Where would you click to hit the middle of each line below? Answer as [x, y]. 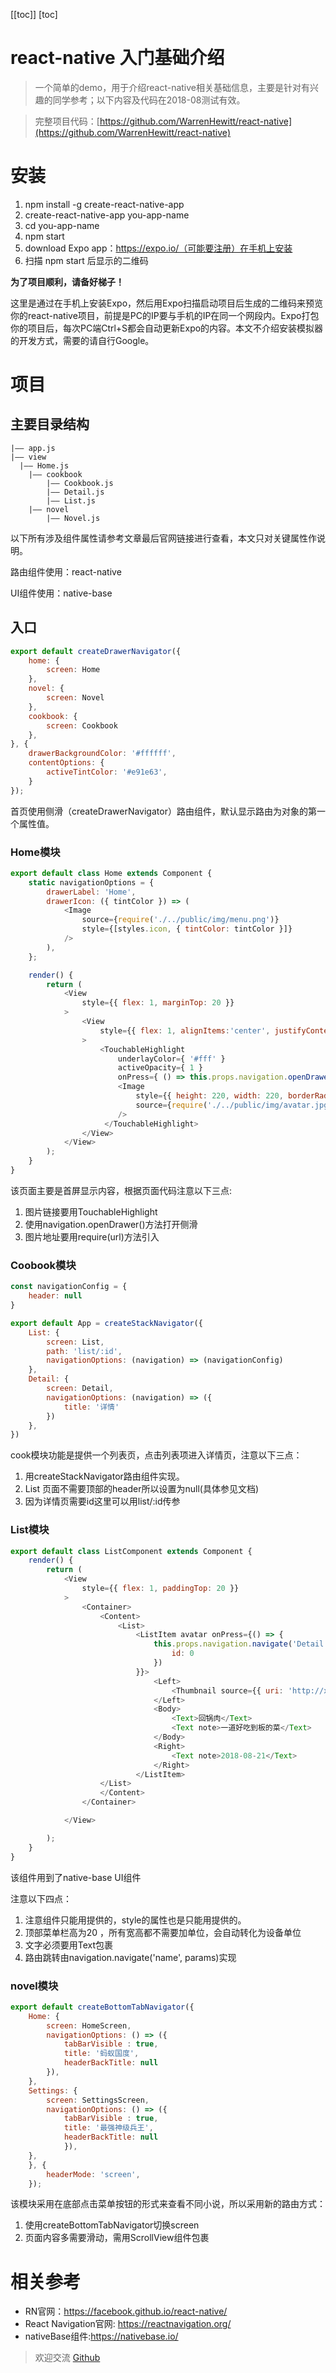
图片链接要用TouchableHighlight [91, 1211]
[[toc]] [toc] [34, 14]
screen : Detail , [80, 1389]
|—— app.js [33, 448]
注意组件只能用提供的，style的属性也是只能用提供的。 [135, 1920]
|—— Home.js [44, 465]
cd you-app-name [62, 225]
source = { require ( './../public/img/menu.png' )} [180, 920]
